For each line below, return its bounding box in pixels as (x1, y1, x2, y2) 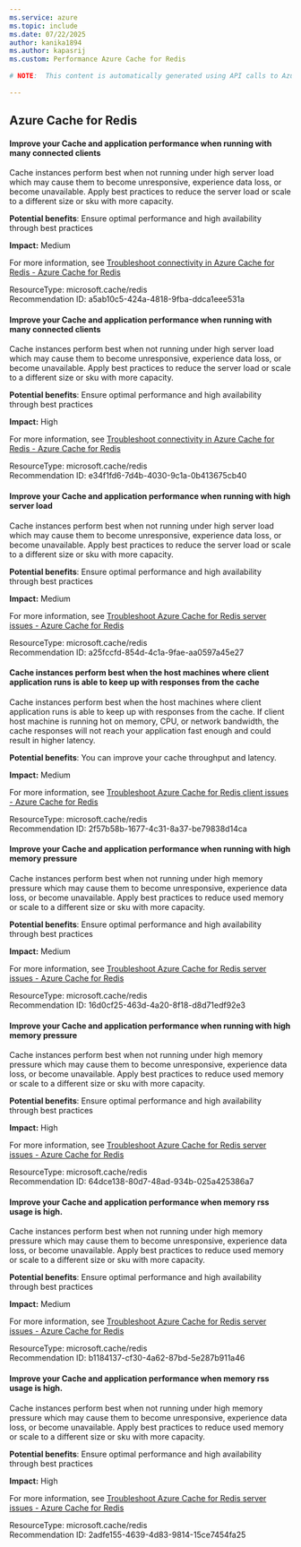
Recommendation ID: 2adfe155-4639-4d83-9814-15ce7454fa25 (9, 1529, 246, 1540)
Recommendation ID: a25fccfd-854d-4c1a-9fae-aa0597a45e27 (9, 647, 245, 657)
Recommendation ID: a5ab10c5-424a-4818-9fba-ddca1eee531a (9, 294, 245, 305)
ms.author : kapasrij (9, 47, 87, 56)
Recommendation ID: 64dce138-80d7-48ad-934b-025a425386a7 (9, 1176, 254, 1187)
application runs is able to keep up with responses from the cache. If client (9, 706, 285, 717)
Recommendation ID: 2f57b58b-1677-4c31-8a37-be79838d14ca (9, 823, 248, 834)
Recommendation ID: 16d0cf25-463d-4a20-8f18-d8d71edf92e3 (9, 1000, 246, 1010)
